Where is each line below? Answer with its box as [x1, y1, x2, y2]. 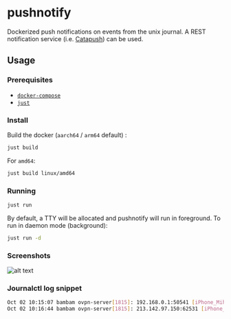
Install [7, 115, 29, 125]
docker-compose [16, 92, 61, 99]
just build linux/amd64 [7, 169, 76, 176]
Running [7, 186, 36, 196]
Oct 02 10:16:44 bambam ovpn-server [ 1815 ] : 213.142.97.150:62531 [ [7, 305, 205, 313]
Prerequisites [7, 75, 53, 85]
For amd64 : [7, 156, 36, 165]
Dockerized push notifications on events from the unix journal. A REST [7, 27, 206, 36]
